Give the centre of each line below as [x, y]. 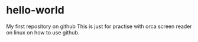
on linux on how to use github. [43, 32]
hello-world [35, 10]
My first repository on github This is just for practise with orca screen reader [99, 26]
